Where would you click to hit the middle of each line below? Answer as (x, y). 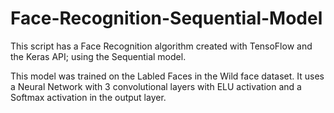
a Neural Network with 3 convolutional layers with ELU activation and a (156, 86)
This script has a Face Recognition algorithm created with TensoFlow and (161, 46)
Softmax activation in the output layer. (88, 97)
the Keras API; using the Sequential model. (98, 56)
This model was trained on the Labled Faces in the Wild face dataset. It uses (167, 76)
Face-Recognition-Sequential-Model (166, 18)
